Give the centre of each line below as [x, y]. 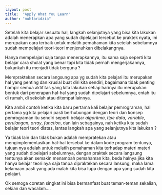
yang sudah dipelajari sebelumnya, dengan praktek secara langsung [74, 153]
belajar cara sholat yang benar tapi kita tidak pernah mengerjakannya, [75, 63]
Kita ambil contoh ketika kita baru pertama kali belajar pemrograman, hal [78, 107]
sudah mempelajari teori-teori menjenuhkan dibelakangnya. [65, 48]
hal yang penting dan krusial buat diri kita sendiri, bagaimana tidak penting [80, 82]
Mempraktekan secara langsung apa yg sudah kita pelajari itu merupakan [79, 77]
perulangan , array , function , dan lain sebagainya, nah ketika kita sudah [77, 123]
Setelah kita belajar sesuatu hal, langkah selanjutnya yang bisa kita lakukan [81, 33]
